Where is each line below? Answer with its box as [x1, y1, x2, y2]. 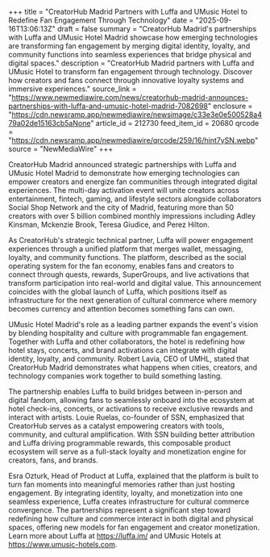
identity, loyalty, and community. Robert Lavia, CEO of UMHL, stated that [8, 354, 250, 363]
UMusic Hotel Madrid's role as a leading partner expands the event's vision [8, 320, 259, 329]
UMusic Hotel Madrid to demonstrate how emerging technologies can [8, 169, 240, 178]
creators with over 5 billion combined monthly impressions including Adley [8, 211, 256, 220]
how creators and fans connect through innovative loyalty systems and [8, 76, 244, 85]
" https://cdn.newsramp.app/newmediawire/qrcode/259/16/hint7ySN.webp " [8, 136, 259, 144]
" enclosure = [207, 101, 253, 111]
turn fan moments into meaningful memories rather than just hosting [8, 480, 235, 489]
